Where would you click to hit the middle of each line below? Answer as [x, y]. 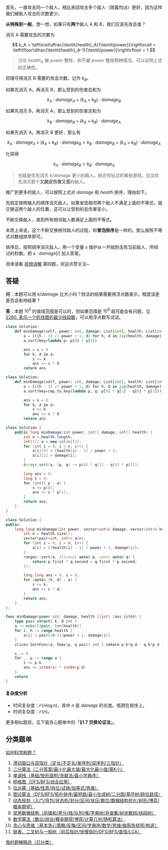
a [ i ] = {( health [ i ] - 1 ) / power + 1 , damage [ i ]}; [86, 548]
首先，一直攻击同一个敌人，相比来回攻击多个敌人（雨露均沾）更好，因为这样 [84, 7]
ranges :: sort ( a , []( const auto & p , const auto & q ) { [79, 557]
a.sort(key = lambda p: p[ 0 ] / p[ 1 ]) [60, 341]
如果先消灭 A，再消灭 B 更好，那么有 [43, 132]
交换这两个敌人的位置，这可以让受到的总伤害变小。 [58, 209]
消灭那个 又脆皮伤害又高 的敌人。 [55, 182]
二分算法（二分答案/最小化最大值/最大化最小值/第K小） [69, 769]
